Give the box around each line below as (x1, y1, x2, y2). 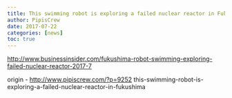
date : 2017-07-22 (7, 23, 57, 30)
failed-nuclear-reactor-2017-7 (7, 62, 92, 70)
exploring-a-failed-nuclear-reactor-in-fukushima (7, 83, 146, 91)
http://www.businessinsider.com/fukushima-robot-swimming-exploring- (7, 55, 213, 63)
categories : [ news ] (7, 29, 64, 37)
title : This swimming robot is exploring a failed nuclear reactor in (7, 10, 215, 17)
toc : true (7, 36, 36, 43)
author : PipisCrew (7, 17, 60, 23)
